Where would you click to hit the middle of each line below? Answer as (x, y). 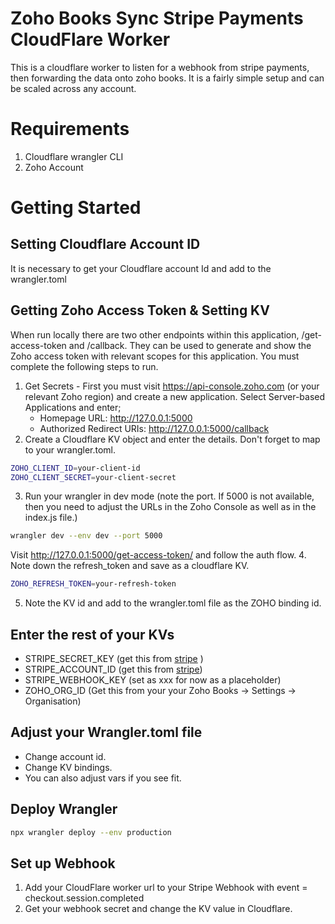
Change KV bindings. (68, 767)
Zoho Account (54, 167)
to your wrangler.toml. (70, 449)
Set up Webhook (63, 863)
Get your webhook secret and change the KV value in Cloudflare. (158, 909)
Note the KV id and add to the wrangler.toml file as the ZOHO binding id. (173, 603)
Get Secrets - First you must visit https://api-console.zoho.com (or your (172, 386)
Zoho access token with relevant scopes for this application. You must (155, 356)
